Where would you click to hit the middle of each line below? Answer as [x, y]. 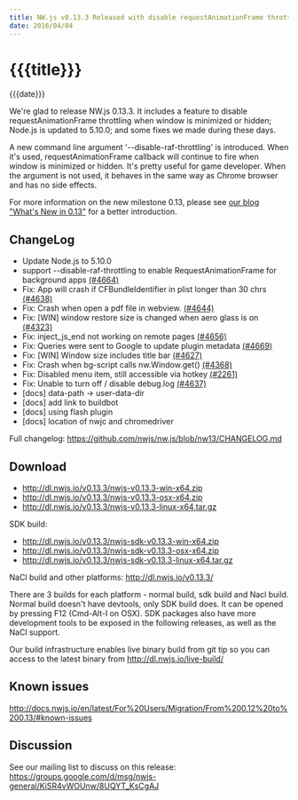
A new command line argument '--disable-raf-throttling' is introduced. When [149, 147]
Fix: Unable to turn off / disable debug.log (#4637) [114, 384]
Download [38, 467]
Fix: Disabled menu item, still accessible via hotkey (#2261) [129, 375]
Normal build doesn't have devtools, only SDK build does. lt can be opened [146, 604]
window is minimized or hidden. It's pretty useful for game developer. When [148, 166]
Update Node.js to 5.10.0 [67, 261]
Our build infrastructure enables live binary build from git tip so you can [140, 650]
